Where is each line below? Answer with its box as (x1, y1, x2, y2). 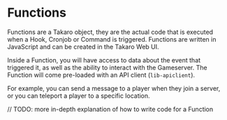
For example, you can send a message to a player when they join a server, (7, 84, 221, 92)
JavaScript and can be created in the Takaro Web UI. (7, 42, 159, 51)
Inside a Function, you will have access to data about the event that (7, 55, 201, 64)
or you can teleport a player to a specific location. (7, 92, 150, 100)
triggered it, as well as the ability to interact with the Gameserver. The (7, 63, 207, 71)
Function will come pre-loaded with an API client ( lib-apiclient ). (7, 71, 196, 79)
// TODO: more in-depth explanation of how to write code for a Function (7, 105, 214, 113)
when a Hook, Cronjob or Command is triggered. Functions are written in (7, 35, 217, 43)
